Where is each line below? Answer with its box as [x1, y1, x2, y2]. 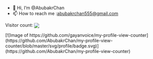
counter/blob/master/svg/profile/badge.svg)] [5, 43, 99, 49]
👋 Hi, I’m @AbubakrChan [12, 5, 65, 11]
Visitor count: [5, 22, 33, 28]
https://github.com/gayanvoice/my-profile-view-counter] [29, 32, 148, 38]
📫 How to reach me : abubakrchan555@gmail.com [12, 11, 119, 16]
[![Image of [5, 32, 29, 38]
